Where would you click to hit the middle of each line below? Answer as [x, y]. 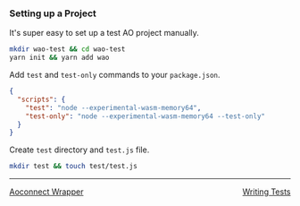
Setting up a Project [53, 13]
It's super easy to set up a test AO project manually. [104, 33]
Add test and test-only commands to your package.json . [115, 75]
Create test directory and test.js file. [79, 150]
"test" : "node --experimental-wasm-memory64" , [113, 107]
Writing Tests [267, 192]
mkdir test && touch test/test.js [74, 167]
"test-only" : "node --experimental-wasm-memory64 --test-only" [146, 116]
